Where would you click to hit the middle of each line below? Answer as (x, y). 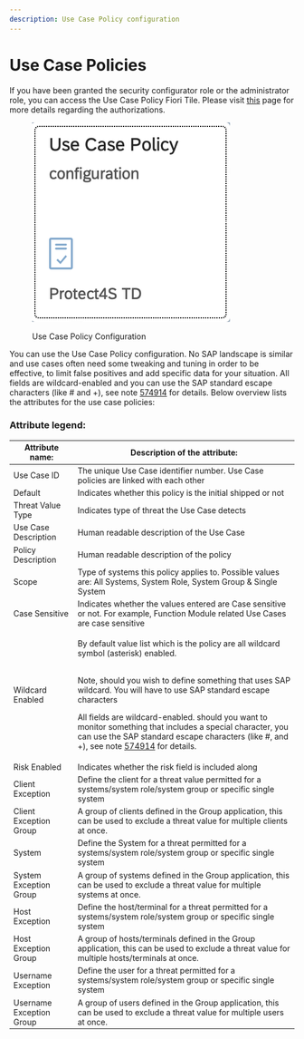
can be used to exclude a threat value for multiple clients (182, 821)
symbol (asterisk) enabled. (127, 654)
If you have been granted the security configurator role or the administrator (149, 90)
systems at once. (109, 894)
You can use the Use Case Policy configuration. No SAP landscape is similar (152, 354)
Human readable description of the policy (155, 555)
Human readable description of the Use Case (161, 532)
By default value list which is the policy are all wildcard (179, 644)
